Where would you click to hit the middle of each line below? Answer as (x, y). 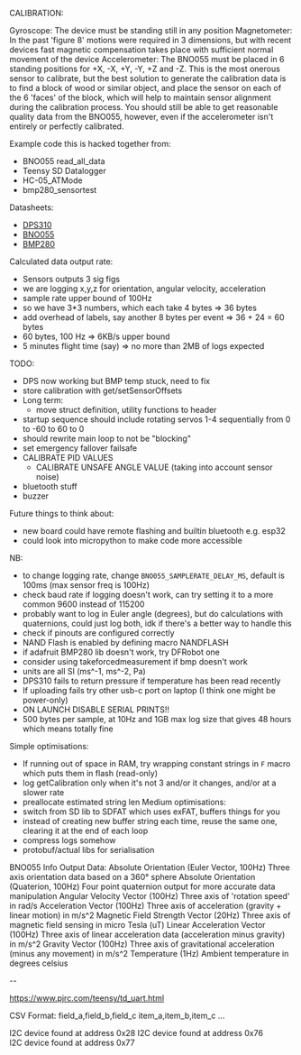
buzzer (36, 496)
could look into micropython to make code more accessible (132, 541)
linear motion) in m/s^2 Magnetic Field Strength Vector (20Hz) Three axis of (150, 915)
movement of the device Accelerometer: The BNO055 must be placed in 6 (147, 59)
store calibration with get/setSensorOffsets (102, 390)
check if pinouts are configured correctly (98, 633)
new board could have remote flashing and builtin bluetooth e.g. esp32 (154, 531)
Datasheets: (32, 207)
